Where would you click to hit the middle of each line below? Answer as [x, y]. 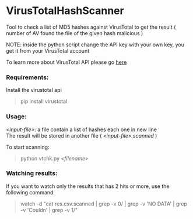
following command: [31, 192]
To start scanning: [28, 147]
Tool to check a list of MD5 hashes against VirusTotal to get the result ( [91, 27]
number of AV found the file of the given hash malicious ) [75, 33]
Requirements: [27, 77]
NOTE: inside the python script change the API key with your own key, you [95, 45]
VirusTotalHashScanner [65, 11]
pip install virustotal [44, 101]
